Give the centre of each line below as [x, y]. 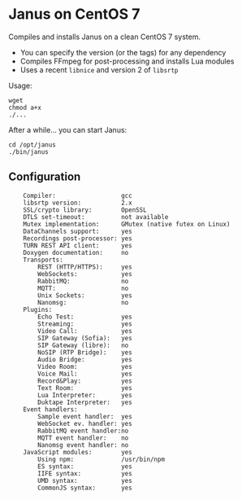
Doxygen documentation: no [76, 252]
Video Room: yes [85, 366]
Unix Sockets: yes [85, 295]
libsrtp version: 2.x [78, 203]
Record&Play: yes [85, 381]
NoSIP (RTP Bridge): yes [85, 352]
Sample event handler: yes [85, 416]
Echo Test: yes [85, 317]
